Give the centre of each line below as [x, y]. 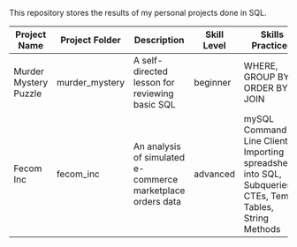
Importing [264, 152]
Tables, [259, 207]
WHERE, [261, 66]
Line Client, [267, 141]
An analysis [157, 146]
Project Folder [91, 40]
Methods [262, 229]
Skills [272, 34]
